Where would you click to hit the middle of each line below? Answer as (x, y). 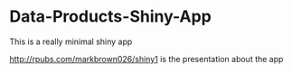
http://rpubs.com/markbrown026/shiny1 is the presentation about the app (146, 59)
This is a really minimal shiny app (71, 41)
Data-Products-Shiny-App (111, 17)
